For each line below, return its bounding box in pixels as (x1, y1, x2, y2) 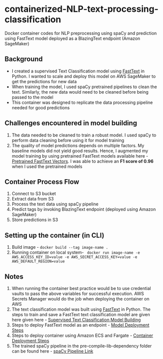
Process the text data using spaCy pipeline (11, 201, 99, 207)
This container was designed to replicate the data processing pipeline (11, 99, 153, 105)
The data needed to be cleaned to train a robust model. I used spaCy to (11, 132, 157, 138)
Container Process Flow (4, 177, 80, 186)
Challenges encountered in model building (4, 119, 137, 128)
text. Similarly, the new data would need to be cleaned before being (11, 89, 149, 95)
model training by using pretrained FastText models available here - (11, 153, 148, 159)
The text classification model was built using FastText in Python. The (11, 306, 151, 312)
